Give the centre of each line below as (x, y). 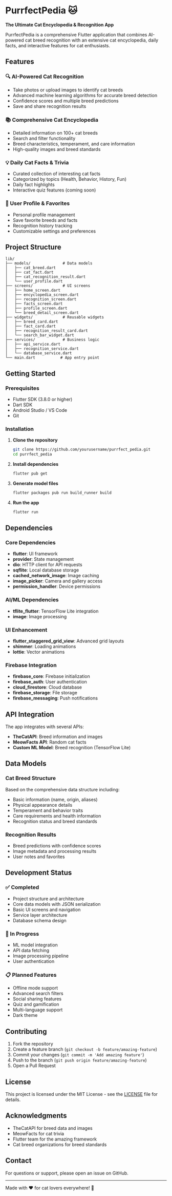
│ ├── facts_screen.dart (34, 304)
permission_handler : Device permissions (57, 586)
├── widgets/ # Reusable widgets (55, 317)
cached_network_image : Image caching (56, 576)
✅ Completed (22, 887)
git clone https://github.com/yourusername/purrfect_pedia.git (82, 450)
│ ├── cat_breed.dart (31, 268)
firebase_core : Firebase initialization (51, 676)
